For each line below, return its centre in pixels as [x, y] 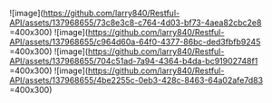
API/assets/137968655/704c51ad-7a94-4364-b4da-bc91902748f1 [134, 61]
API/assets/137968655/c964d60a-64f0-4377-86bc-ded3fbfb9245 [135, 42]
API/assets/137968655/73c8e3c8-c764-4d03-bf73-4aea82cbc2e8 [136, 23]
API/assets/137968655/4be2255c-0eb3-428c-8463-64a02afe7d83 [136, 80]
